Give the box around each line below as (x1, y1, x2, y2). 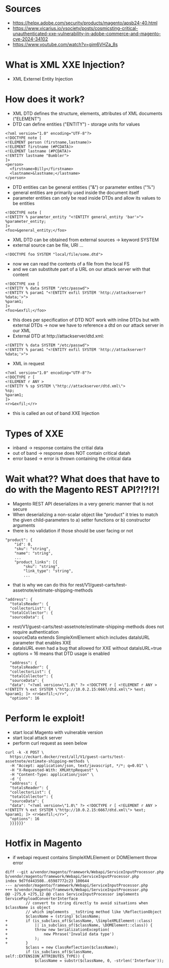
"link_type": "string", (23, 568, 73, 573)
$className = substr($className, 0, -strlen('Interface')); (34, 958, 164, 963)
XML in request (12, 360, 45, 366)
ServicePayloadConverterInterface (5, 896, 78, 901)
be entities (12, 200, 35, 206)
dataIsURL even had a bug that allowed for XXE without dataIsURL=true (12, 645, 162, 651)
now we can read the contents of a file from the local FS (12, 260, 130, 266)
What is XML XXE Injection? (5, 59, 125, 71)
